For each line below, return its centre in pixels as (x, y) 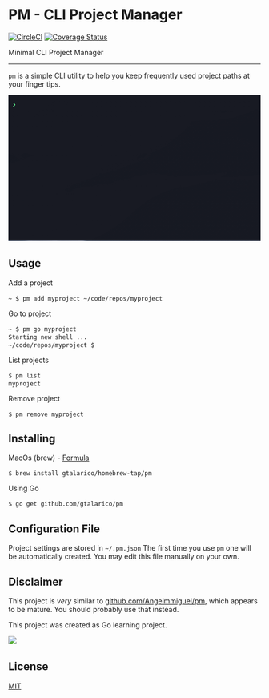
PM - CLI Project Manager (95, 15)
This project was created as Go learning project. (88, 625)
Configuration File (54, 529)
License (28, 667)
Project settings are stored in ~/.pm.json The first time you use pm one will (130, 548)
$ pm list (25, 375)
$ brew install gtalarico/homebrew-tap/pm (80, 474)
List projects (29, 360)
